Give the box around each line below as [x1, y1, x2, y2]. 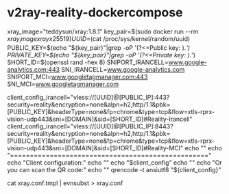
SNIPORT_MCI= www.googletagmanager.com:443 [7, 72, 148, 81]
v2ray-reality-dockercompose [7, 5, 183, 20]
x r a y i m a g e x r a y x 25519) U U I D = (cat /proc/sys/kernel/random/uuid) [7, 34, 191, 44]
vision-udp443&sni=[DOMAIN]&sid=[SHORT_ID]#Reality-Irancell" [7, 115, 193, 123]
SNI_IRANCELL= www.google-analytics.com [61, 65, 185, 73]
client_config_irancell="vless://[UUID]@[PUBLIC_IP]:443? [7, 93, 170, 101]
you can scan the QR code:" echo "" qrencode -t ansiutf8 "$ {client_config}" [7, 165, 221, 174]
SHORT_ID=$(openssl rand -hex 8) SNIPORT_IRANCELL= [7, 58, 169, 66]
